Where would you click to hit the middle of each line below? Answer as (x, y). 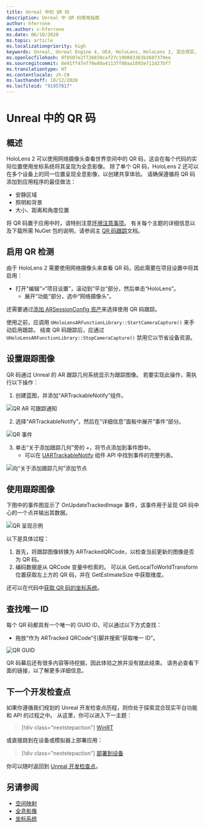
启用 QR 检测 (30, 252)
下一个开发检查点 (39, 692)
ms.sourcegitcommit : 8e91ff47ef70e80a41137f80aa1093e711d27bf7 (89, 63)
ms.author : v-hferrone (35, 29)
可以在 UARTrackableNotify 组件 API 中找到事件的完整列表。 (100, 455)
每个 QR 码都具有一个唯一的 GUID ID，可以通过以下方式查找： (84, 625)
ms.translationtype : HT (37, 69)
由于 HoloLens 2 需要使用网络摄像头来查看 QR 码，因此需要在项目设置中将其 (102, 268)
